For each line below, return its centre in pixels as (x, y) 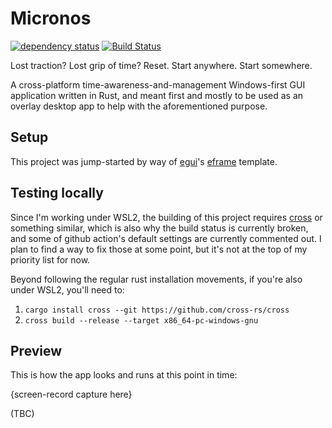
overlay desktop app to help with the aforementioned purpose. (139, 106)
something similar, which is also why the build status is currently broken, (159, 228)
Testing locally (57, 193)
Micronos (51, 18)
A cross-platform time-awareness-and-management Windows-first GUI (158, 84)
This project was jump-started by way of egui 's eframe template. (144, 161)
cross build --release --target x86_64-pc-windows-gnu (141, 320)
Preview (36, 350)
